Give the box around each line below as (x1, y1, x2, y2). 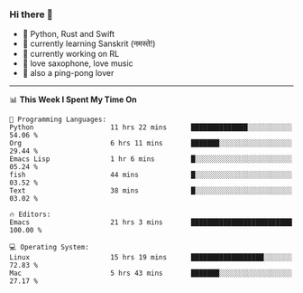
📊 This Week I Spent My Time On (9, 94, 137, 105)
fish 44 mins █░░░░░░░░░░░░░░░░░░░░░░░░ (9, 171, 293, 180)
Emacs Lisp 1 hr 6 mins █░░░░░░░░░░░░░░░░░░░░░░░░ (9, 155, 293, 164)
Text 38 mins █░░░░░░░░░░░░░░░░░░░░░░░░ (9, 186, 293, 195)
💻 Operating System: (9, 243, 90, 252)
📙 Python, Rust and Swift (22, 29, 115, 40)
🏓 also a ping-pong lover (22, 68, 115, 79)
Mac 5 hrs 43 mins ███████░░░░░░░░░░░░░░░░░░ (9, 269, 293, 279)
